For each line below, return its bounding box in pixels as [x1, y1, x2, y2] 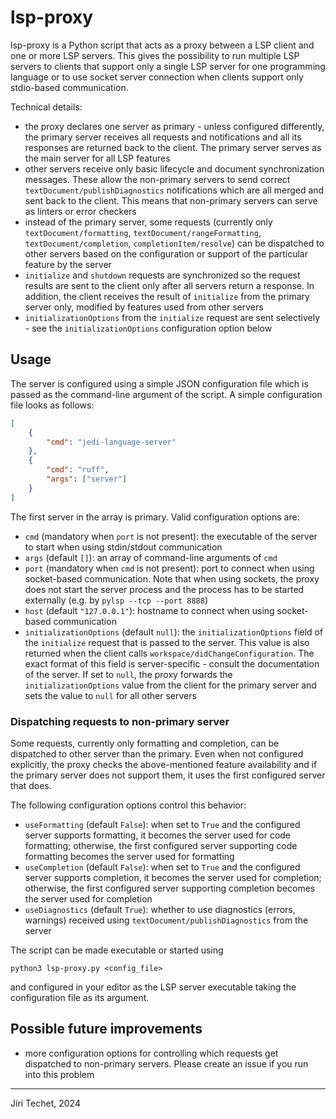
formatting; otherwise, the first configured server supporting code [24, 839, 298, 851]
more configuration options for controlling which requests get [24, 1047, 279, 1059]
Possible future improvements [10, 1021, 203, 1038]
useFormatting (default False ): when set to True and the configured [24, 818, 301, 830]
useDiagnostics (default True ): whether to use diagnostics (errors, [24, 903, 296, 915]
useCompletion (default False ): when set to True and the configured [24, 861, 301, 873]
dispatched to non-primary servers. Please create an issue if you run [24, 1057, 309, 1070]
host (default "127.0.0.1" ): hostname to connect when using [24, 604, 275, 616]
